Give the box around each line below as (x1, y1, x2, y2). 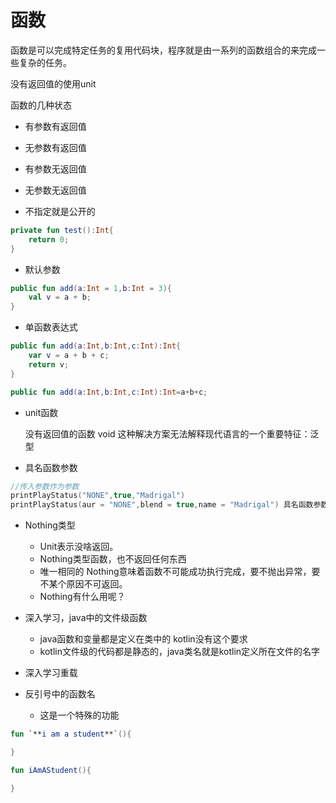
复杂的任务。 (18, 56, 72, 68)
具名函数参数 (24, 461, 78, 473)
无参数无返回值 (24, 184, 87, 196)
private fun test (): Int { (10, 225, 114, 235)
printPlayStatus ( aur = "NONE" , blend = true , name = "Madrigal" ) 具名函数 (10, 500, 314, 510)
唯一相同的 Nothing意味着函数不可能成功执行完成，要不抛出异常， (39, 566, 312, 578)
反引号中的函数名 (24, 688, 96, 700)
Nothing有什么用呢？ (39, 591, 126, 603)
